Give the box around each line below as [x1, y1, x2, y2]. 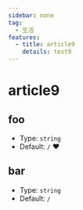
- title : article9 [15, 41, 76, 49]
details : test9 [22, 48, 72, 56]
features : [8, 33, 41, 42]
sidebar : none [8, 11, 55, 20]
